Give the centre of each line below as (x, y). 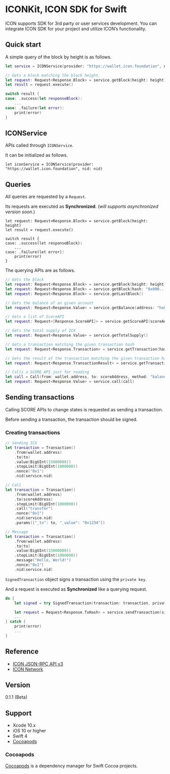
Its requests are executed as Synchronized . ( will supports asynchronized (82, 207)
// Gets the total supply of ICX (40, 331)
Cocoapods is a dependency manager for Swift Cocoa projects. (72, 765)
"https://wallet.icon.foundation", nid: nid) (54, 169)
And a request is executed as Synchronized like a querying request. (76, 589)
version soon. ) (20, 212)
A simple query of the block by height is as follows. (58, 57)
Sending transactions (40, 397)
